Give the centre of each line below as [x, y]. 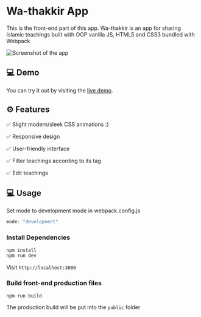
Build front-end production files [54, 283]
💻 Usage [24, 193]
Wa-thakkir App [48, 11]
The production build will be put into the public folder [73, 307]
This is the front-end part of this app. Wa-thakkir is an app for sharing [94, 28]
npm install [21, 250]
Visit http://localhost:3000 [41, 267]
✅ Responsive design [33, 136]
